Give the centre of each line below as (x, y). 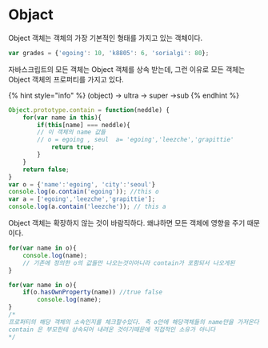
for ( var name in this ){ (62, 118)
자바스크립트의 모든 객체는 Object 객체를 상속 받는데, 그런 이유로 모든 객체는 (127, 69)
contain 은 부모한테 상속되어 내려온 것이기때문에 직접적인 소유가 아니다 (112, 330)
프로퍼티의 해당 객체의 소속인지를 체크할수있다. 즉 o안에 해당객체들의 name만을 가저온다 (134, 322)
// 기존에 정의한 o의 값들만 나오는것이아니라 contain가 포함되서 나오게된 (129, 263)
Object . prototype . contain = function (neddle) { (89, 110)
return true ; (72, 147)
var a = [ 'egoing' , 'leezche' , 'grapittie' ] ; (82, 199)
